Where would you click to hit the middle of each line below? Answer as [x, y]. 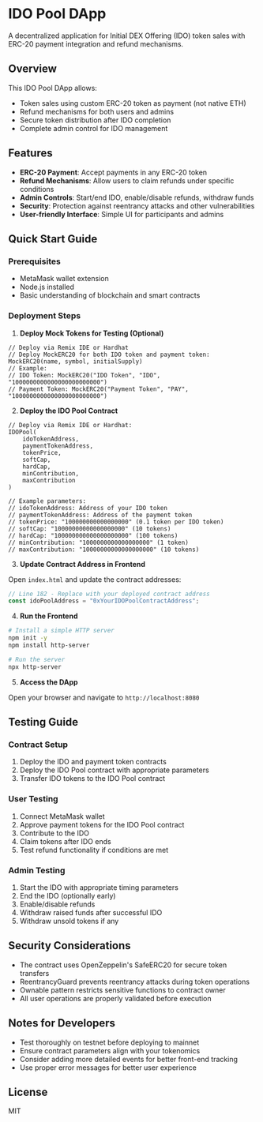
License [28, 1092]
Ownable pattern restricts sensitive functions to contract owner [123, 990]
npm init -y [28, 638]
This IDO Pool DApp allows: [53, 88]
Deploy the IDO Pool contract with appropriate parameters [114, 770]
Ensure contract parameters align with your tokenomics [110, 1050]
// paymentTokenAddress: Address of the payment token [100, 515]
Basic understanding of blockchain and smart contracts [110, 295]
